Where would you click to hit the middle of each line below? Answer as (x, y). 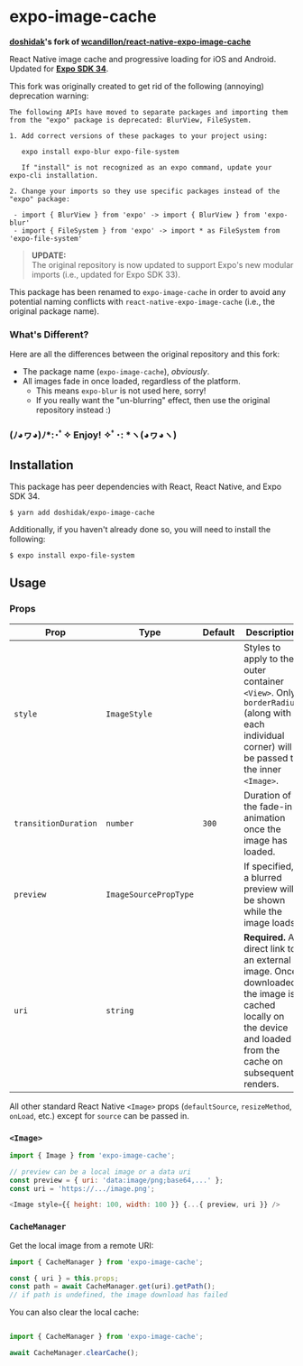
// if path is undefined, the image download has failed (119, 1295)
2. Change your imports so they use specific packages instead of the (145, 191)
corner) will (267, 746)
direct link (264, 948)
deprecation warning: (49, 96)
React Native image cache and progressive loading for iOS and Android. (143, 59)
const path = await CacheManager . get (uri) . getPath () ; (113, 1287)
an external (267, 960)
